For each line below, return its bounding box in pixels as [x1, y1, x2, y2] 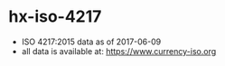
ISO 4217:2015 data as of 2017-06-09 [21, 36, 162, 47]
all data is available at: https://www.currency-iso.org [21, 45, 217, 56]
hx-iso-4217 [8, 6, 102, 27]
